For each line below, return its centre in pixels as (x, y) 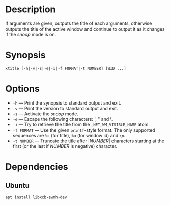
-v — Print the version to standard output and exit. (65, 108)
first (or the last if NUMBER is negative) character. (65, 146)
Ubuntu (17, 185)
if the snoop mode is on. (31, 34)
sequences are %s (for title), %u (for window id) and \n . (69, 135)
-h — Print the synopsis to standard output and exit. (67, 102)
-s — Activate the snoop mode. (46, 114)
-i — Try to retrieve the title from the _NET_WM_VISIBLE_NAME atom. (81, 124)
